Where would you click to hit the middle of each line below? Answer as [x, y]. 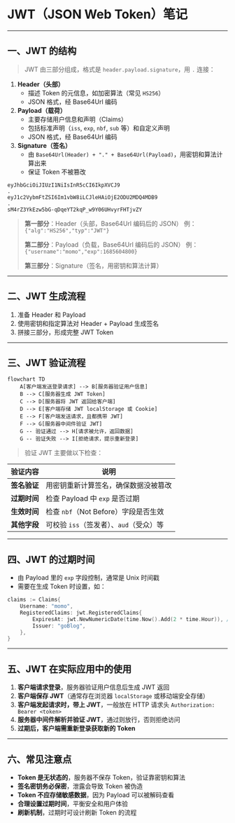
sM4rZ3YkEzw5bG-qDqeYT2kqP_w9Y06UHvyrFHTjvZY [74, 210]
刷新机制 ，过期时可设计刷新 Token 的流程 [77, 812]
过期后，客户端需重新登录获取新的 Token [76, 728]
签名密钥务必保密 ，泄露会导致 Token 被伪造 [80, 786]
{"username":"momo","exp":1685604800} [81, 252]
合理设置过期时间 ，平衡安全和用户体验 [72, 803]
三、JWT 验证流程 [47, 363]
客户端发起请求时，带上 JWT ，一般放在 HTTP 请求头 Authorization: [116, 705]
